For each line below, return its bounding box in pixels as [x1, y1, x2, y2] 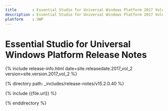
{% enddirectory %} [5, 100, 46, 106]
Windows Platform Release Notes [5, 49, 147, 60]
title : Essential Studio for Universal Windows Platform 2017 [5, 7, 153, 13]
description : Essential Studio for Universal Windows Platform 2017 [5, 12, 153, 17]
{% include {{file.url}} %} [5, 90, 57, 96]
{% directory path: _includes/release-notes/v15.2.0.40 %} [5, 81, 124, 87]
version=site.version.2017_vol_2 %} [5, 71, 77, 77]
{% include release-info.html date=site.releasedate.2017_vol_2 [5, 66, 133, 72]
